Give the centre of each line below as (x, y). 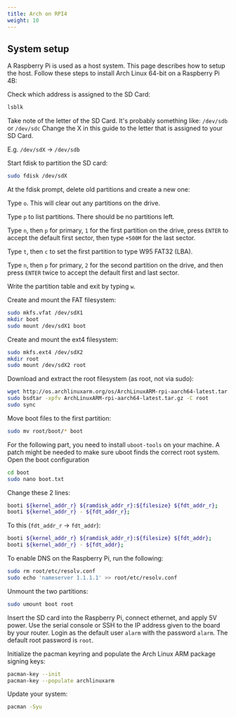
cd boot (19, 473)
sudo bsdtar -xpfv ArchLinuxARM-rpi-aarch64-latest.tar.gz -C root (108, 399)
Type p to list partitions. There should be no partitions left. (91, 217)
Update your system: (38, 694)
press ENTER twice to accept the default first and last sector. (93, 273)
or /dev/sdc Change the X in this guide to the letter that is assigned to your (115, 128)
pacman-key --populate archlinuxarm (61, 680)
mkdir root (23, 359)
